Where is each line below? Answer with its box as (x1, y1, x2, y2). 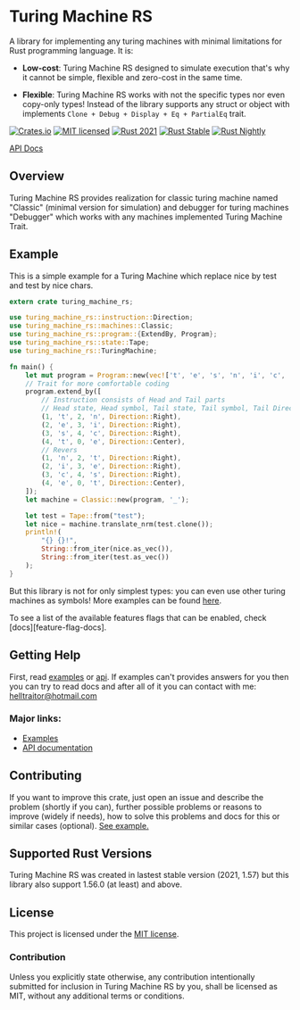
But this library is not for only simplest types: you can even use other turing (9, 585, 286, 596)
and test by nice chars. (9, 279, 94, 291)
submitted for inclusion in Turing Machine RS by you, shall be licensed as (9, 981, 279, 991)
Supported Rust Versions (9, 846, 153, 861)
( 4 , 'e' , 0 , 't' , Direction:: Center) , (41, 479, 186, 488)
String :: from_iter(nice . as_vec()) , (41, 544, 174, 554)
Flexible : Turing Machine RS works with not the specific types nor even (21, 89, 286, 100)
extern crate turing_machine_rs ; (9, 297, 134, 306)
